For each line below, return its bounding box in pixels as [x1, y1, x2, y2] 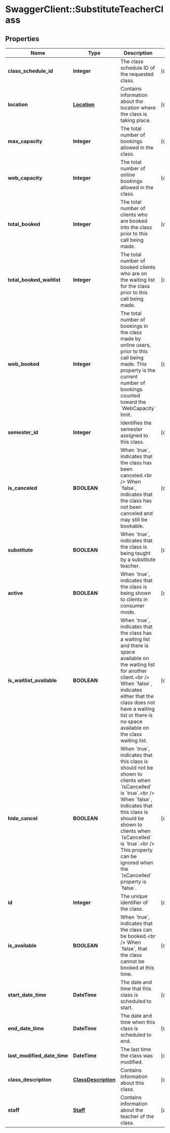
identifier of [120, 899, 148, 906]
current [120, 373, 138, 380]
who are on [120, 270, 148, 277]
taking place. [120, 117, 151, 124]
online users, [120, 342, 151, 348]
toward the [120, 398, 146, 406]
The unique [120, 893, 148, 900]
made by [120, 335, 142, 342]
